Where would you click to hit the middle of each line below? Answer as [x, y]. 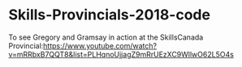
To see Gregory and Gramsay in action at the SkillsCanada [106, 37]
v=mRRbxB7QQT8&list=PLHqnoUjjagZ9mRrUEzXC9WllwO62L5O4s [121, 54]
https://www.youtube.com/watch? [100, 45]
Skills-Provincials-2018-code [110, 15]
